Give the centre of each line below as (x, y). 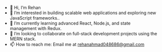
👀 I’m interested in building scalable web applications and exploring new (83, 13)
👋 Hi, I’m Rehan (25, 8)
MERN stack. (23, 39)
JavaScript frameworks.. (35, 18)
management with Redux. (36, 28)
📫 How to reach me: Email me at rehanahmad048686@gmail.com (77, 44)
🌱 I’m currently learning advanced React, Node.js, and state (70, 23)
